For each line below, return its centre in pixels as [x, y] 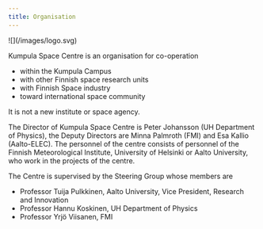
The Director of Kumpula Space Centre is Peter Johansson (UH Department [131, 127]
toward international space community [82, 96]
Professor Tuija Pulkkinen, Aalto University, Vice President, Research [131, 191]
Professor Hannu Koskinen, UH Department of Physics [109, 208]
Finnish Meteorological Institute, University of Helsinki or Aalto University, [128, 152]
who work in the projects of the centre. [72, 160]
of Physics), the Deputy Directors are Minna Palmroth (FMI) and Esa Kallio [129, 135]
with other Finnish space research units [84, 79]
